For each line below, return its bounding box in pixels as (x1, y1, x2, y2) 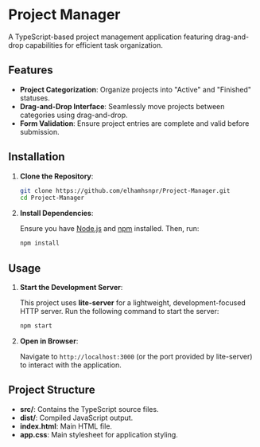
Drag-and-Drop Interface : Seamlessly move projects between (19, 101, 225, 111)
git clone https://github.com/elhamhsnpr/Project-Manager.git (19, 186, 231, 194)
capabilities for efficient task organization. (25, 40, 163, 49)
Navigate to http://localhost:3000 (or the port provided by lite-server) (19, 351, 253, 361)
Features (8, 64, 53, 77)
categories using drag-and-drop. (19, 110, 129, 120)
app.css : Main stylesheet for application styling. (19, 429, 179, 439)
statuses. (19, 93, 50, 103)
